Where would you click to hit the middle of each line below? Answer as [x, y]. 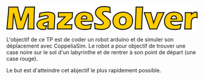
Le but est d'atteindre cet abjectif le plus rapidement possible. [84, 70]
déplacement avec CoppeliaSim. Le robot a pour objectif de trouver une [96, 46]
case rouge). [22, 59]
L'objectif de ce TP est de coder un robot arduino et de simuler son [90, 39]
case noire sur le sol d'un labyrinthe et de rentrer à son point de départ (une [101, 52]
